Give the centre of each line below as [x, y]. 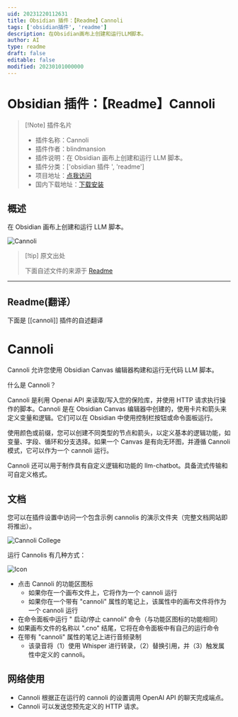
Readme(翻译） [42, 302]
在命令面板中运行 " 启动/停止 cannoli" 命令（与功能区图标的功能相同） [119, 619]
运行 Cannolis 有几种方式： [47, 555]
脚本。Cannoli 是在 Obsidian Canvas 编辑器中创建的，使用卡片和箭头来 [123, 409]
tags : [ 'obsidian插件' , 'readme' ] [57, 27]
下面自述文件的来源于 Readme [69, 271]
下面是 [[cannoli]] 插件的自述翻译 [56, 320]
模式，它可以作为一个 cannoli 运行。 [60, 451]
